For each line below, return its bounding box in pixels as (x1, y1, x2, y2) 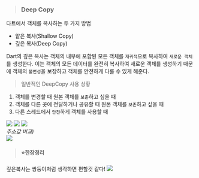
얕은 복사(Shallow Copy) (14, 32, 74, 40)
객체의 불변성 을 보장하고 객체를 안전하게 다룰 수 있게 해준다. (12, 68, 150, 75)
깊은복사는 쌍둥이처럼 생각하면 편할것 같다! (6, 165, 106, 173)
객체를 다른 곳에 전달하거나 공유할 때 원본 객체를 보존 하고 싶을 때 (14, 101, 164, 108)
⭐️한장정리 (20, 149, 45, 156)
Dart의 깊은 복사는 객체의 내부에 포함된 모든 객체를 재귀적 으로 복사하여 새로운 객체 (6, 53, 193, 60)
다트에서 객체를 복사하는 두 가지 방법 (6, 20, 91, 27)
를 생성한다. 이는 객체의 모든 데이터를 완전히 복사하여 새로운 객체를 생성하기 (6, 60, 182, 68)
